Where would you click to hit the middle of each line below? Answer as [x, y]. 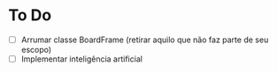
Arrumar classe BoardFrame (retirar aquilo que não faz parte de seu [145, 40]
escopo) [36, 50]
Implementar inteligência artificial [82, 59]
